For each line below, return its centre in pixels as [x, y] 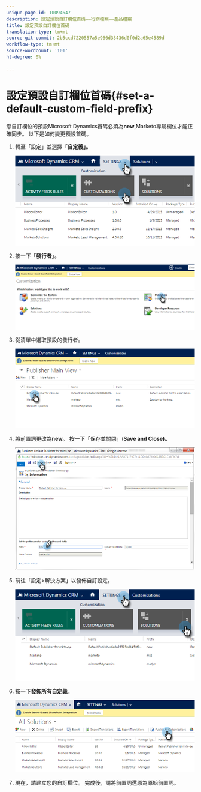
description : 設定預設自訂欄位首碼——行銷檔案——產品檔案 [69, 19]
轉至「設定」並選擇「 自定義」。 [53, 147]
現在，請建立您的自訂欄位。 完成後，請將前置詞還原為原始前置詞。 [97, 782]
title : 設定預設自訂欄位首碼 [38, 25]
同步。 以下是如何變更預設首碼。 [51, 134]
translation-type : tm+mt [37, 32]
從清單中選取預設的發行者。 [49, 340]
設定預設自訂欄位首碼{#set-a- [80, 95]
